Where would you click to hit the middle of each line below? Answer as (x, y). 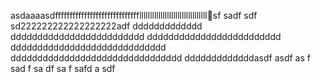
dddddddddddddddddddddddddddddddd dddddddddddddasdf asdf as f (160, 58)
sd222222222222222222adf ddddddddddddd (106, 26)
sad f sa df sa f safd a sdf (63, 68)
